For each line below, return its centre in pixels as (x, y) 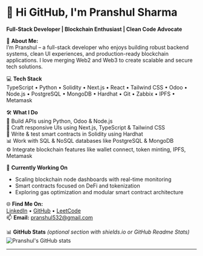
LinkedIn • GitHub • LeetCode (44, 211)
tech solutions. (25, 67)
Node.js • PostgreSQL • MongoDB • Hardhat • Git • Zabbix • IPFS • (91, 94)
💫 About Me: (22, 41)
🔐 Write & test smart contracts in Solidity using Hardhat (75, 134)
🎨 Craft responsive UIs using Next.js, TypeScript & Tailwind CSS (86, 127)
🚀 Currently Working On (37, 167)
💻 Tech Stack (24, 79)
